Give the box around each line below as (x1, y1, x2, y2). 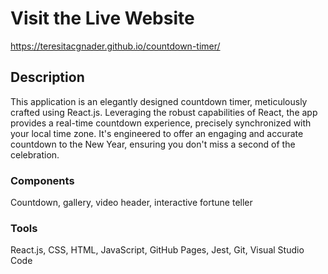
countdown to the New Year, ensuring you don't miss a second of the (10, 138, 296, 150)
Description (10, 69, 85, 86)
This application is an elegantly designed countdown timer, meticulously (10, 95, 308, 107)
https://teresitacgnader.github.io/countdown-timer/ (10, 40, 221, 52)
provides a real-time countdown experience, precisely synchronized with (10, 117, 312, 129)
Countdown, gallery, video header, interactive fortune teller (10, 197, 253, 209)
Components (10, 173, 75, 187)
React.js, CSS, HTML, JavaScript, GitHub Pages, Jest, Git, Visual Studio (10, 244, 305, 256)
